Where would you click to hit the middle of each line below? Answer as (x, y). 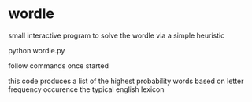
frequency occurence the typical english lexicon (86, 89)
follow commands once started (58, 66)
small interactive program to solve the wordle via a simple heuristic (117, 35)
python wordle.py (37, 50)
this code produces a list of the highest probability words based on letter (126, 81)
